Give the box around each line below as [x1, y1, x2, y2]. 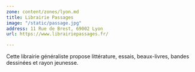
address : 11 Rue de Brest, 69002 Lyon [6, 25, 103, 32]
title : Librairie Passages [6, 14, 74, 20]
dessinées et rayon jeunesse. [6, 59, 79, 67]
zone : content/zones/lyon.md [6, 8, 79, 15]
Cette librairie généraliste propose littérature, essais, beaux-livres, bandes [6, 53, 190, 60]
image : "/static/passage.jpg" [6, 20, 82, 26]
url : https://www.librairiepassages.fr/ [6, 31, 109, 37]
